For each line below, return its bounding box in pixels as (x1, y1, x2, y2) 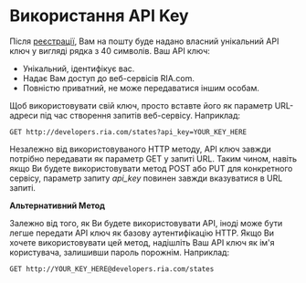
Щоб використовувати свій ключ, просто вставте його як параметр (9, 100, 273, 110)
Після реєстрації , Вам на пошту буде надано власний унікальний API (9, 36, 280, 47)
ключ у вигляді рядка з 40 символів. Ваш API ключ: (9, 45, 210, 56)
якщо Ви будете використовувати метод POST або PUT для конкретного (9, 162, 293, 173)
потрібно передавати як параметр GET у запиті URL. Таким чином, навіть (9, 152, 298, 164)
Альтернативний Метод (9, 200, 106, 211)
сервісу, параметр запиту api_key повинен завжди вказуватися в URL (9, 173, 283, 183)
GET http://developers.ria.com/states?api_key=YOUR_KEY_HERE (9, 127, 248, 137)
